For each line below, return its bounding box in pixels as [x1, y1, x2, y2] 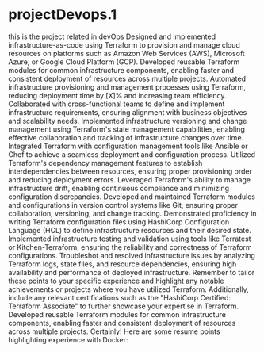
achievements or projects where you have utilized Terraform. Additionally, [8, 284, 250, 294]
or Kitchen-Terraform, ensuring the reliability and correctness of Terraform [8, 242, 252, 251]
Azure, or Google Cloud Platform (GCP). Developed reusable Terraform [8, 57, 240, 67]
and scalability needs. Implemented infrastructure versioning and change [8, 116, 247, 125]
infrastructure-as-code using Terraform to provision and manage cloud [8, 40, 240, 49]
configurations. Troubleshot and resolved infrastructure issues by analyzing [8, 251, 256, 260]
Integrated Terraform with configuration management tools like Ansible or [8, 141, 248, 151]
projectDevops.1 [8, 6, 117, 24]
